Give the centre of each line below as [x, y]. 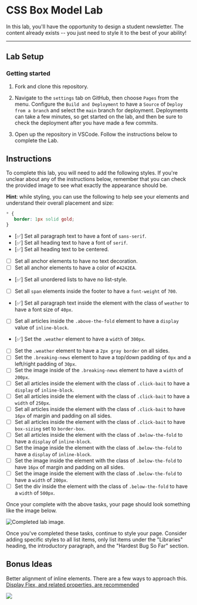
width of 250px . [33, 403]
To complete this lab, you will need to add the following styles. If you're [92, 173]
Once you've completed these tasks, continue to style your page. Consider [96, 533]
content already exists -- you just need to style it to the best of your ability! [96, 32]
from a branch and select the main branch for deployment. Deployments [101, 110]
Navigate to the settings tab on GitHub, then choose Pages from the [96, 98]
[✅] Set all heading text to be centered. [62, 249]
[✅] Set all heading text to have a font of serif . [71, 243]
